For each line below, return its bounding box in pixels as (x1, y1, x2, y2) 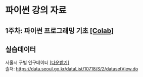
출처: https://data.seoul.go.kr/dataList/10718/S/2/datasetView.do (5, 66, 138, 72)
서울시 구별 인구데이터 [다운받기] (5, 59, 70, 66)
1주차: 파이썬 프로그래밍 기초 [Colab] (5, 26, 114, 35)
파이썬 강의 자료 (5, 5, 67, 16)
